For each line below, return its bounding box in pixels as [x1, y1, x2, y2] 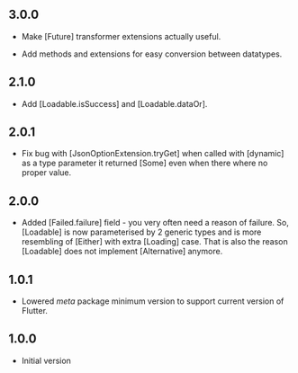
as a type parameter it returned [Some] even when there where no [21, 157, 268, 169]
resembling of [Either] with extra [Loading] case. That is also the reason [21, 236, 289, 247]
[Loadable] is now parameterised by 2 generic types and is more [21, 226, 262, 237]
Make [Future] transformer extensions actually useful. [21, 31, 221, 41]
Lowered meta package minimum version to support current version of [21, 296, 284, 306]
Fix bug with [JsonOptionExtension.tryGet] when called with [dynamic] [21, 148, 284, 159]
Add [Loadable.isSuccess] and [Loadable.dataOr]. [21, 98, 208, 109]
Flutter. [21, 306, 49, 316]
